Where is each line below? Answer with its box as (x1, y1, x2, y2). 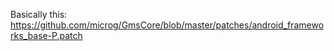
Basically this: (10, 9, 68, 20)
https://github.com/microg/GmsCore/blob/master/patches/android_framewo (10, 19, 325, 31)
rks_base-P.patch (10, 30, 83, 41)
